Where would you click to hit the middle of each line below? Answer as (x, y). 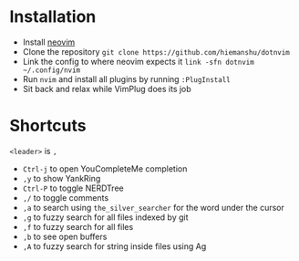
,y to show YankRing (62, 178)
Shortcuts (48, 126)
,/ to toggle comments (66, 197)
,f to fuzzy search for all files (78, 226)
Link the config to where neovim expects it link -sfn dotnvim (139, 61)
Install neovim (49, 42)
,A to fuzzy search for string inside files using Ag (114, 246)
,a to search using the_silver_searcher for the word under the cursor (153, 207)
